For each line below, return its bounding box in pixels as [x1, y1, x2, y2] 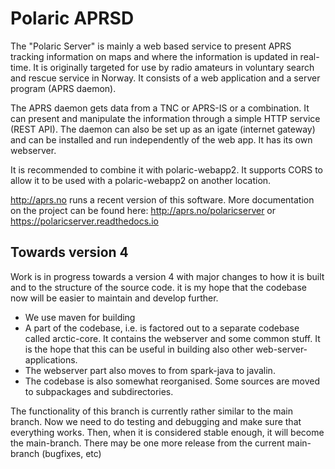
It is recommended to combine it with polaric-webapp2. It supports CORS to [10, 163, 324, 176]
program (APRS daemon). [10, 82, 117, 94]
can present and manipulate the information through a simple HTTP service [10, 112, 321, 124]
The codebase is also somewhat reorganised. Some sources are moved [24, 375, 321, 387]
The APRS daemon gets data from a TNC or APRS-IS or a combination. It [10, 102, 310, 114]
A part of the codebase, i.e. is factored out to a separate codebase [24, 322, 300, 334]
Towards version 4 [10, 244, 129, 261]
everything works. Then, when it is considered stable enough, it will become [10, 426, 325, 438]
